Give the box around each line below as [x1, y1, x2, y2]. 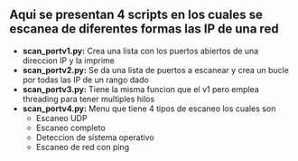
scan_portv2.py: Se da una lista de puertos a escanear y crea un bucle [22, 64, 289, 75]
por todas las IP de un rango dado [22, 74, 149, 85]
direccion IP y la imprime [22, 54, 116, 66]
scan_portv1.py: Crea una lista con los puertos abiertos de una [22, 45, 259, 56]
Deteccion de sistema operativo [35, 131, 155, 143]
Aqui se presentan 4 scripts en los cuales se [9, 7, 264, 23]
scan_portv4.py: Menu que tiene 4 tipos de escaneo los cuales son [22, 103, 276, 114]
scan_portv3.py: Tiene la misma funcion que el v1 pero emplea [22, 83, 259, 94]
